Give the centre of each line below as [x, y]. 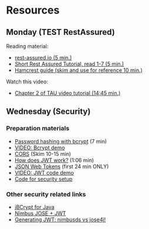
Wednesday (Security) [49, 112]
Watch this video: [27, 81]
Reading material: [27, 46]
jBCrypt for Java [34, 207]
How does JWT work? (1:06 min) [54, 160]
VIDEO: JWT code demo [44, 172]
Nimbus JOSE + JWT [40, 213]
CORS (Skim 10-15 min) [43, 153]
